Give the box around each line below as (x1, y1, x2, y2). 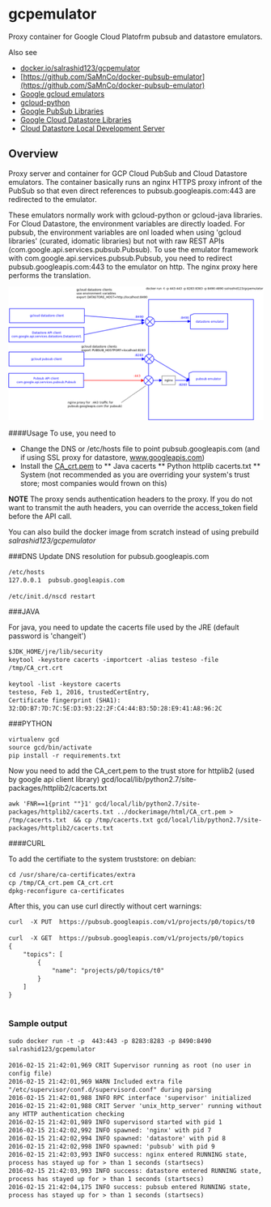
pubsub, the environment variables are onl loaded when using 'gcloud (8, 227, 241, 237)
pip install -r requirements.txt (8, 751, 121, 759)
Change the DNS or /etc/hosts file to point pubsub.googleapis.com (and (19, 444, 260, 453)
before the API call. (8, 511, 73, 521)
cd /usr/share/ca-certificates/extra (8, 870, 136, 878)
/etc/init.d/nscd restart (8, 592, 95, 600)
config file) (8, 1069, 53, 1077)
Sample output (8, 1017, 68, 1029)
